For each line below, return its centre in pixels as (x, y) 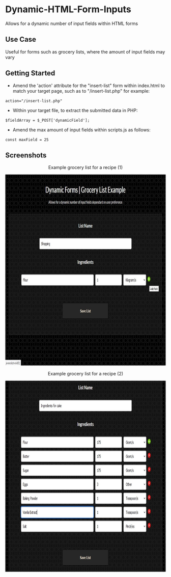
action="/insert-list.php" (34, 101)
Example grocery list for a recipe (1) (85, 168)
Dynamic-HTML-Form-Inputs (68, 9)
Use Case (21, 39)
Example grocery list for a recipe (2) (85, 374)
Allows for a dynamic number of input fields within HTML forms (72, 23)
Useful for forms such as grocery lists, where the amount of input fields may (85, 51)
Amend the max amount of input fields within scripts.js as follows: (82, 130)
